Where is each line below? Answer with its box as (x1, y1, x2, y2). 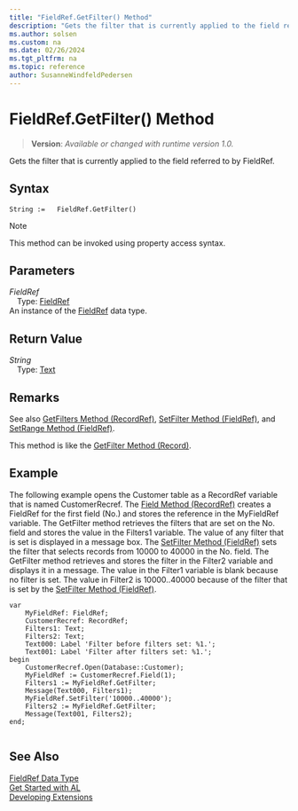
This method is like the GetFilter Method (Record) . (9, 440, 192, 451)
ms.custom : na (9, 37, 62, 47)
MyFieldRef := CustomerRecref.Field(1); (25, 671, 176, 680)
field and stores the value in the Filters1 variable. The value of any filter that (9, 527, 284, 538)
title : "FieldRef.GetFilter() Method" (9, 12, 153, 22)
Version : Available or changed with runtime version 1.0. (30, 138, 234, 149)
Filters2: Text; (25, 632, 86, 641)
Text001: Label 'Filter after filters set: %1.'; (25, 647, 213, 657)
